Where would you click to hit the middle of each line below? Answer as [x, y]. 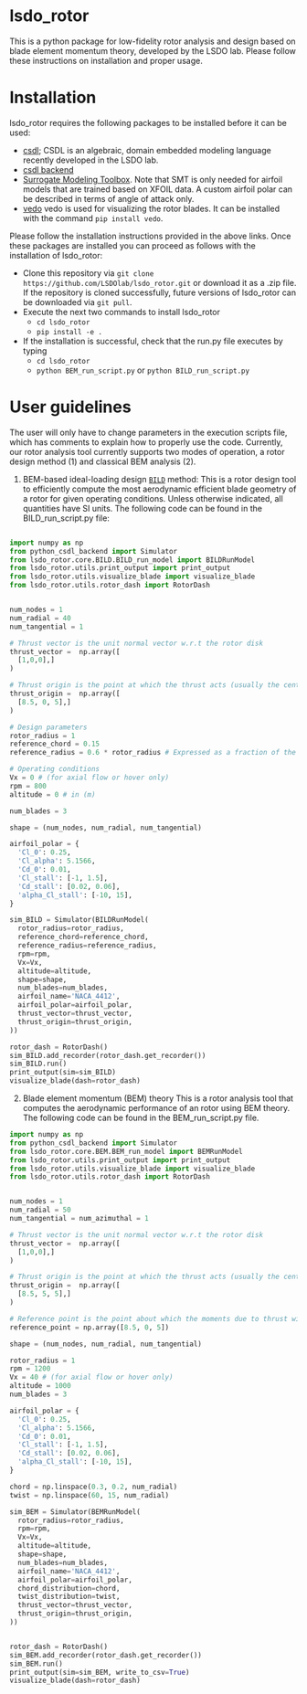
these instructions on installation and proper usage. [106, 60]
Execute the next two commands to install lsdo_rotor [122, 312]
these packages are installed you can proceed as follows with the [132, 245]
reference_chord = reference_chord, [83, 937]
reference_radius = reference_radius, [87, 946]
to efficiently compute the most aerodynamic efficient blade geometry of [159, 489]
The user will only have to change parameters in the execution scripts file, [148, 432]
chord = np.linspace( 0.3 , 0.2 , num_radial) [94, 1487]
